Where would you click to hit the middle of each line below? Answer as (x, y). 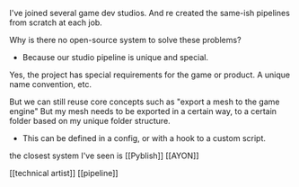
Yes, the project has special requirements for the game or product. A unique (149, 75)
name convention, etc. (51, 84)
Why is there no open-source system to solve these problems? (125, 40)
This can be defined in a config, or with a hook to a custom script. (144, 138)
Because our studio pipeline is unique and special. (115, 57)
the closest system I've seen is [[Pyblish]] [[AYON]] (104, 156)
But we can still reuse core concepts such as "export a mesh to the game (145, 102)
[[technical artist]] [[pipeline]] (64, 173)
